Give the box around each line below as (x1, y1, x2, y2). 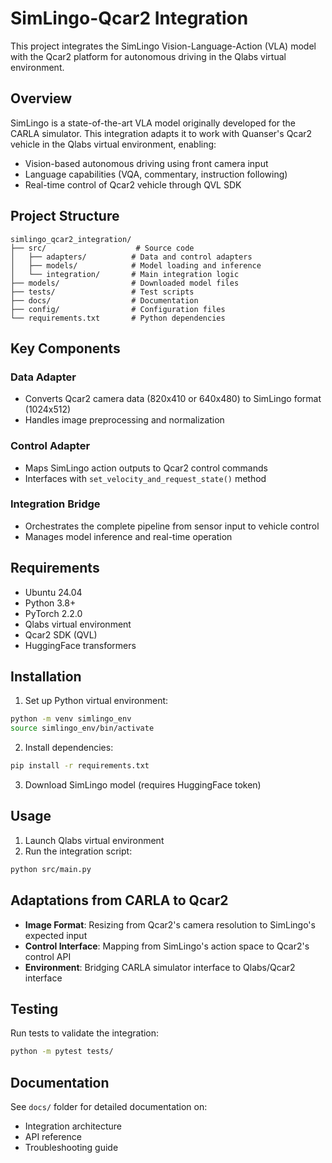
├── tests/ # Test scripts (10, 287, 195, 297)
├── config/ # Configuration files (10, 304, 226, 314)
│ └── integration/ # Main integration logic (10, 269, 240, 279)
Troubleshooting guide (24, 1142, 119, 1154)
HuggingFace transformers (24, 639, 137, 651)
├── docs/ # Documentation (10, 295, 199, 306)
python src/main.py (10, 864, 92, 874)
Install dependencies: (24, 742, 114, 754)
